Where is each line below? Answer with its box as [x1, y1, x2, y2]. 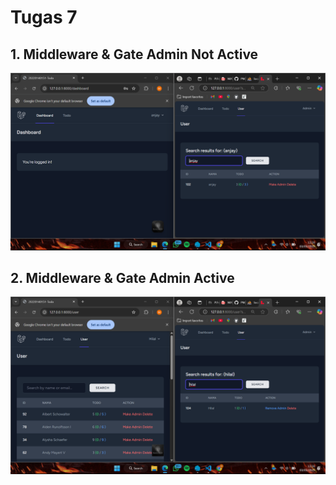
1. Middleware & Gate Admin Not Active [10, 46, 259, 63]
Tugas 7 [10, 6, 78, 29]
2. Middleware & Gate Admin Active [10, 269, 235, 286]
